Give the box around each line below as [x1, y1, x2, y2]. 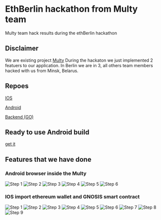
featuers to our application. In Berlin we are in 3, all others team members [5, 62, 153, 68]
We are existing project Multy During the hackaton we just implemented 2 [5, 57, 153, 63]
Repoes [5, 82, 29, 90]
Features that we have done [5, 155, 92, 164]
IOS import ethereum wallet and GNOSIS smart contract [5, 193, 140, 200]
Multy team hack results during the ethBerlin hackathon [5, 30, 117, 36]
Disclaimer [5, 44, 39, 52]
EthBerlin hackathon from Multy [5, 3, 138, 15]
